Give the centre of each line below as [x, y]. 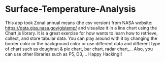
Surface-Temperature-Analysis [71, 9]
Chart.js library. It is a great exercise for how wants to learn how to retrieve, [82, 33]
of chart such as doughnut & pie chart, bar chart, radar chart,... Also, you [79, 49]
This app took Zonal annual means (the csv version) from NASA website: [79, 23]
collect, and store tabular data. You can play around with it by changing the [81, 38]
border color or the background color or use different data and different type [83, 43]
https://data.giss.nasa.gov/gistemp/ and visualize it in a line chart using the [81, 28]
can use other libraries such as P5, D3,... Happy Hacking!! [64, 54]
